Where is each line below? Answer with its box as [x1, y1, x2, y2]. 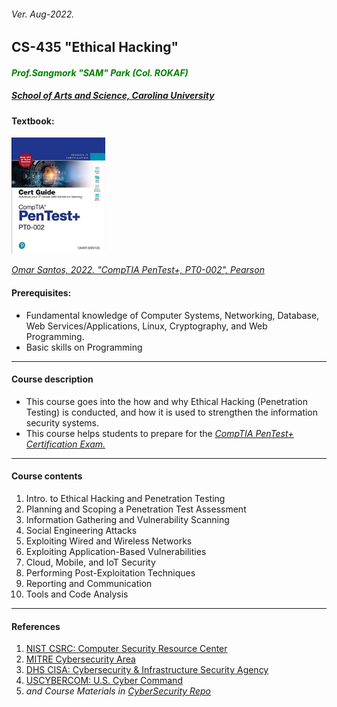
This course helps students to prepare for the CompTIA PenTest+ [25, 427, 294, 439]
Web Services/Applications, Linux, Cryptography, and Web [25, 320, 268, 332]
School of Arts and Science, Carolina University [11, 90, 215, 102]
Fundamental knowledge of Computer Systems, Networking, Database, [25, 309, 320, 321]
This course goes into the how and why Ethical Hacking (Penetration [25, 395, 308, 407]
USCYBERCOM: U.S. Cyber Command [25, 675, 183, 687]
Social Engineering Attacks [25, 525, 138, 537]
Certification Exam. [25, 438, 106, 450]
